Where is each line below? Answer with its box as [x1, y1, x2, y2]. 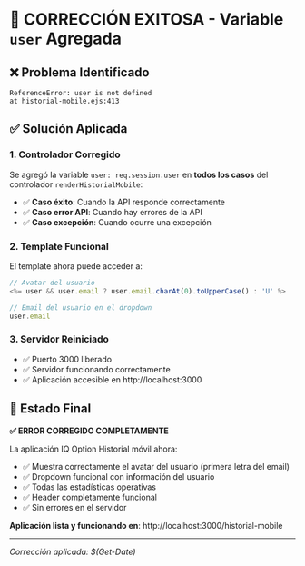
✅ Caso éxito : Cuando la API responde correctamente [22, 196, 225, 207]
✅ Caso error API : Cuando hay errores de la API [22, 206, 202, 217]
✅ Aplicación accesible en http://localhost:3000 [22, 373, 202, 385]
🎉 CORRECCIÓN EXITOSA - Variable [9, 9, 284, 30]
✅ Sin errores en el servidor [22, 501, 127, 512]
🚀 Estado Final [9, 401, 92, 417]
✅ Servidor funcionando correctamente [22, 363, 171, 374]
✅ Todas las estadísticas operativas [22, 482, 157, 492]
